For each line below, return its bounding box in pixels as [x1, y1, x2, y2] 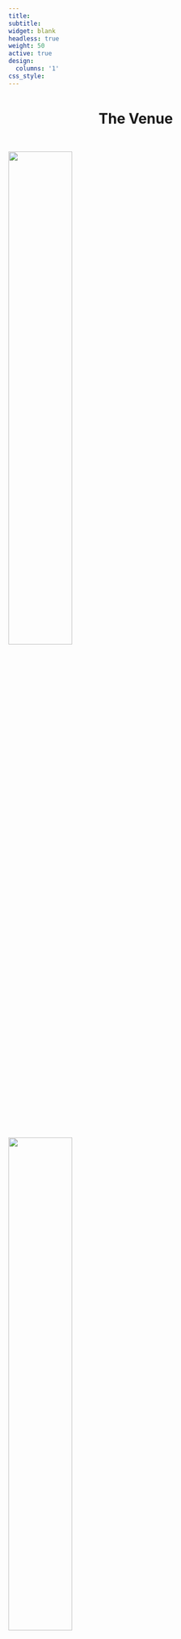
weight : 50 [8, 42, 45, 50]
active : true [8, 49, 53, 57]
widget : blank [8, 27, 57, 35]
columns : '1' [15, 65, 60, 73]
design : [8, 57, 35, 66]
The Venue [98, 109, 174, 128]
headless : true [8, 34, 60, 43]
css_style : [8, 72, 45, 80]
